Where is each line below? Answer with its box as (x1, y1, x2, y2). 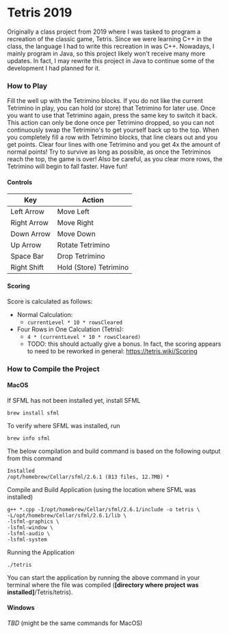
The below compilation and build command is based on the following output (7, 447, 221, 455)
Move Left (57, 207, 90, 217)
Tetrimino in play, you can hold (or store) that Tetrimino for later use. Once (7, 104, 216, 113)
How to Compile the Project (7, 364, 100, 373)
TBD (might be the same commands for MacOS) (7, 619, 143, 627)
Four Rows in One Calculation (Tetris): (16, 325, 124, 333)
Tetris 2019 (7, 5, 72, 21)
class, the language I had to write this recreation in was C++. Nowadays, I (7, 42, 215, 50)
